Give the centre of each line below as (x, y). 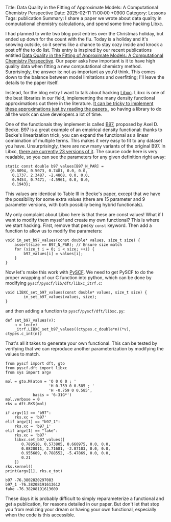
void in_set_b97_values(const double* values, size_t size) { (73, 240)
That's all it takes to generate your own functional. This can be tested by (81, 343)
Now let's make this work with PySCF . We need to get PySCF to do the (80, 272)
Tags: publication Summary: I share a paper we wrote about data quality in (83, 18)
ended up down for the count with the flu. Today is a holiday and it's (77, 39)
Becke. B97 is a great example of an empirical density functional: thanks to (84, 130)
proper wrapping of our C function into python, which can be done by (78, 278)
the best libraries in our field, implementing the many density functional (80, 98)
